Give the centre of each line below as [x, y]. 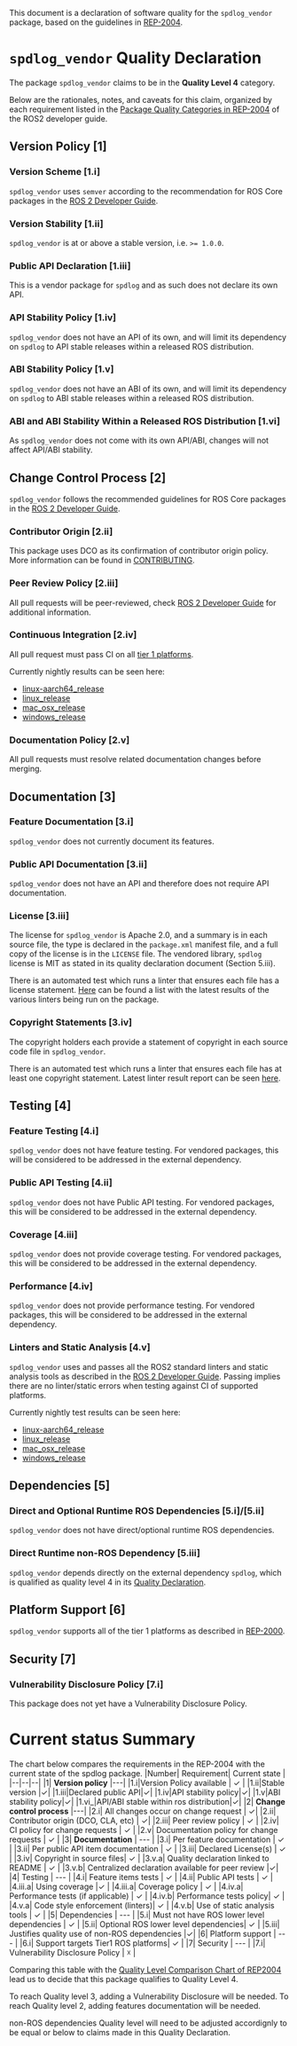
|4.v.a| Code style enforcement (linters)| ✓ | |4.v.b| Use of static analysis [142, 1905]
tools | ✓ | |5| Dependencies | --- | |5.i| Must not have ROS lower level [137, 1915]
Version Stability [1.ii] [56, 224]
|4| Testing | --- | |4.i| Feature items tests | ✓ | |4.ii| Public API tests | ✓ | [141, 1877]
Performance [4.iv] [51, 1286]
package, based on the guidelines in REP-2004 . [96, 22]
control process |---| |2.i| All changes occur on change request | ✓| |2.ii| [143, 1811]
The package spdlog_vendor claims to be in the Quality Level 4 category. [142, 83]
